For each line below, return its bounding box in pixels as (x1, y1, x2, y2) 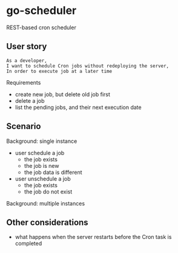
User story (6, 41, 47, 52)
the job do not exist (24, 188, 73, 195)
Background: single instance (6, 137, 77, 145)
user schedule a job (15, 149, 65, 156)
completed (15, 240, 42, 247)
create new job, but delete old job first (15, 91, 111, 98)
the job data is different (24, 168, 83, 176)
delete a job (15, 97, 45, 104)
